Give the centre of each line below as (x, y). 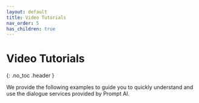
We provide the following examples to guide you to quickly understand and (100, 87)
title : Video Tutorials (36, 18)
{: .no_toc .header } (30, 76)
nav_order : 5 (23, 23)
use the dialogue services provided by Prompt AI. (68, 94)
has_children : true (31, 29)
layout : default (27, 12)
